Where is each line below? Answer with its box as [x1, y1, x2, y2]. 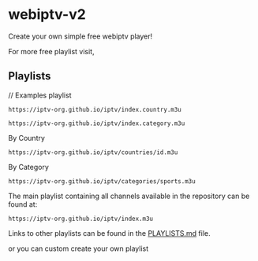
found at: [8, 199, 38, 209]
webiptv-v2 [8, 6, 87, 24]
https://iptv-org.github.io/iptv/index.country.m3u [8, 105, 181, 113]
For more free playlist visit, [8, 46, 95, 56]
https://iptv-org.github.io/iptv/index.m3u [8, 215, 154, 222]
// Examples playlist [8, 90, 72, 100]
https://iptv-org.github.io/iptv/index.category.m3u [8, 119, 185, 127]
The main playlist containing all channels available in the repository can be [8, 191, 250, 200]
